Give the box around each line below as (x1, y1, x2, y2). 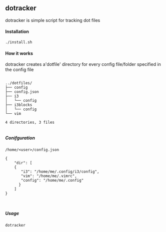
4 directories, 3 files (5, 120, 55, 125)
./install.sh (5, 40, 32, 45)
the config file (5, 67, 34, 73)
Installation (5, 28, 29, 34)
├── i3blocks (5, 102, 32, 108)
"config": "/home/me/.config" (20, 178, 84, 183)
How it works (5, 50, 33, 56)
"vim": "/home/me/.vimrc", (20, 174, 77, 179)
